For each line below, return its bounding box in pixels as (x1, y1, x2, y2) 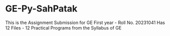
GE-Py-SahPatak (5, 3, 78, 14)
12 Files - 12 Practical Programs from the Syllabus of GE (5, 24, 122, 30)
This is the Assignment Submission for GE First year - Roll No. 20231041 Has (5, 19, 165, 25)
